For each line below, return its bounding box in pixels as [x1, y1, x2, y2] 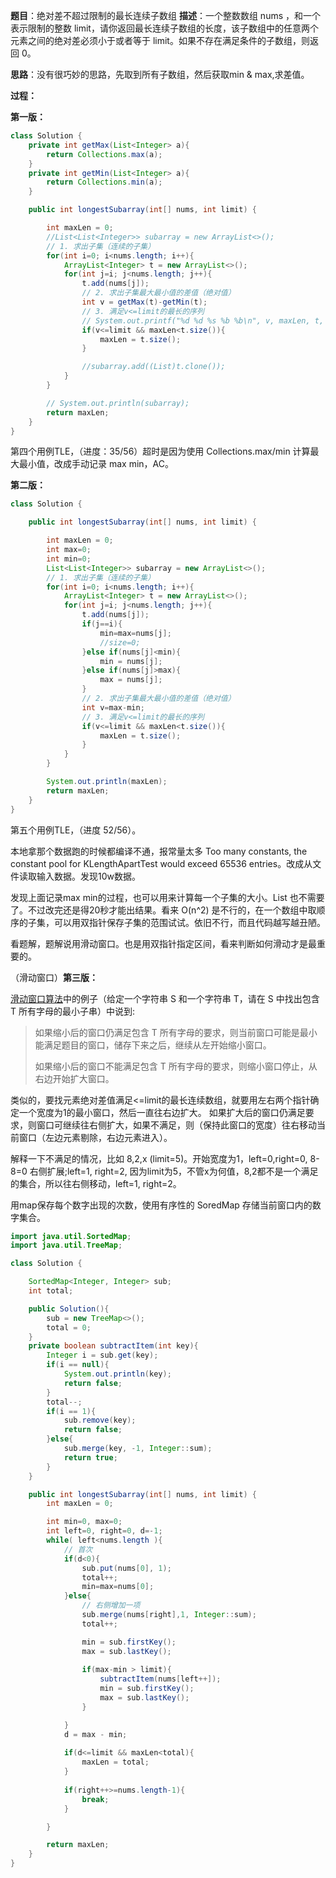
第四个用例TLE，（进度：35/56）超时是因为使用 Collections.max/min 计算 [10, 445, 311, 458]
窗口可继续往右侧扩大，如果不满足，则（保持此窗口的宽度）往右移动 [36, 1119, 317, 1131]
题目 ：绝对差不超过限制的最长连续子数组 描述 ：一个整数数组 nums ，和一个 [10, 10, 322, 21]
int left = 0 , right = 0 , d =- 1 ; [46, 1526, 163, 1536]
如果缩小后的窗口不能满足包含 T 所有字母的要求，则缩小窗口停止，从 [34, 1060, 318, 1072]
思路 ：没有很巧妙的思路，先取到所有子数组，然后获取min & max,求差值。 [10, 69, 310, 80]
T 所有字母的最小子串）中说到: [10, 1005, 136, 1017]
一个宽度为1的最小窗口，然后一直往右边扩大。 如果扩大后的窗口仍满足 [18, 1106, 306, 1118]
